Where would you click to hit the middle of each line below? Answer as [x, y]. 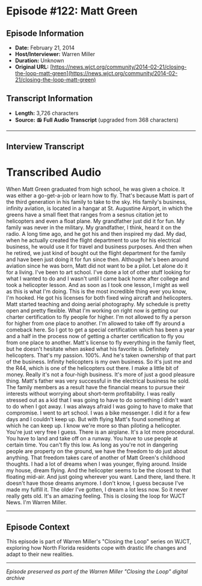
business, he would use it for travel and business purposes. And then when [99, 247]
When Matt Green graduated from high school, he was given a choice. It [96, 189]
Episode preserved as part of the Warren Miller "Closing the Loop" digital [97, 571]
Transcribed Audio [54, 172]
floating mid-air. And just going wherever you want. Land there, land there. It [101, 477]
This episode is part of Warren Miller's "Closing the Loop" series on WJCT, [99, 541]
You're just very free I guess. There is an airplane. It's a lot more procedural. [100, 432]
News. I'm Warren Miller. [37, 502]
